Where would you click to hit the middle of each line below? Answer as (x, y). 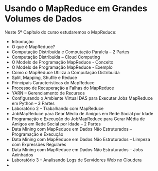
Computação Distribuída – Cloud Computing (56, 57)
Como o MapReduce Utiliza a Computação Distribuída (66, 72)
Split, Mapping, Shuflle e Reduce (44, 78)
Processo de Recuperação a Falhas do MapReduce (63, 88)
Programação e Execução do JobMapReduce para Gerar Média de (78, 119)
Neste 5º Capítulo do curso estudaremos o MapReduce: (61, 32)
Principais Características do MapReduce (53, 82)
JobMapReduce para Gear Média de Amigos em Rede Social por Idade (82, 113)
